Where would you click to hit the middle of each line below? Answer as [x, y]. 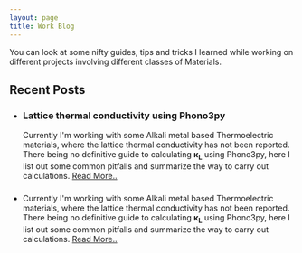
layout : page [34, 18]
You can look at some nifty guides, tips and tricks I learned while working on [151, 52]
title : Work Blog [42, 26]
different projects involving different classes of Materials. [115, 61]
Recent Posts [47, 90]
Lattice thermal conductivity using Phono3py [124, 116]
